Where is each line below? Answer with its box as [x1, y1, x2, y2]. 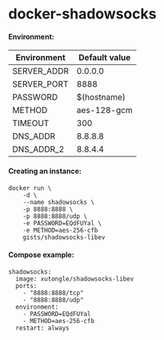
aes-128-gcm [76, 105, 134, 116]
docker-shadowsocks [8, 5, 157, 23]
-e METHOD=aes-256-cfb [22, 226, 98, 234]
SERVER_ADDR [12, 66, 70, 77]
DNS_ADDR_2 [12, 144, 65, 155]
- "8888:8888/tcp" [22, 289, 84, 297]
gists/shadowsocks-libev [22, 233, 106, 241]
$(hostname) [76, 91, 126, 103]
